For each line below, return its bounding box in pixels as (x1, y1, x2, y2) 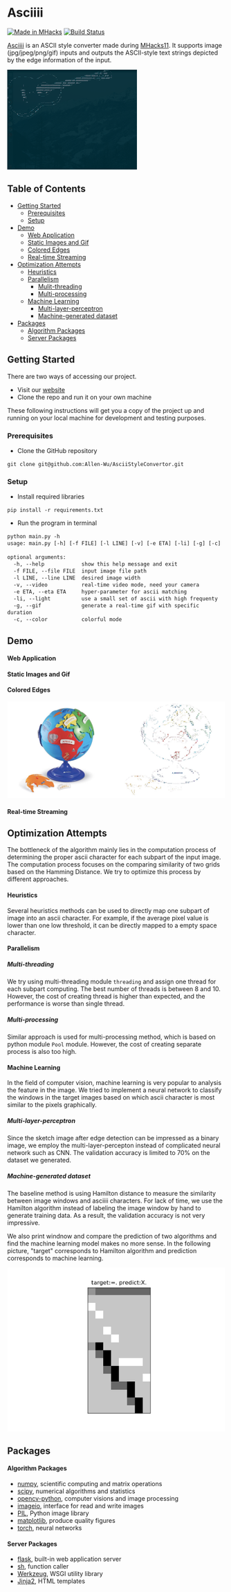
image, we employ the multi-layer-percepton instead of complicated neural (7, 1141, 221, 1149)
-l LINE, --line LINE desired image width (13, 575, 140, 582)
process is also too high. (7, 1048, 77, 1056)
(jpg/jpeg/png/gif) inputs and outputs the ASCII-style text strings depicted (7, 48, 219, 57)
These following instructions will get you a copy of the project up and (7, 406, 205, 414)
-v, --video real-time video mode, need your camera (13, 582, 199, 589)
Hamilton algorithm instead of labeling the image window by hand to (7, 1204, 202, 1212)
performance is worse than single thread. (7, 999, 125, 1008)
